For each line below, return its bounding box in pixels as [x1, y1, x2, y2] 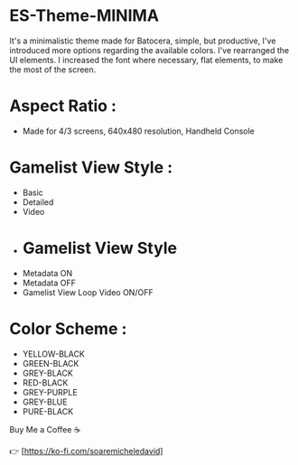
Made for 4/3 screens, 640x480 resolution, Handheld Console [22, 126, 256, 136]
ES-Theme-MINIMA [9, 5, 160, 26]
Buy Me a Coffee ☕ [9, 423, 81, 434]
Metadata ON [22, 267, 73, 278]
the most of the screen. [9, 64, 97, 75]
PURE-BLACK [22, 405, 74, 416]
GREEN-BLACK [22, 358, 79, 368]
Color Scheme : [9, 318, 127, 339]
